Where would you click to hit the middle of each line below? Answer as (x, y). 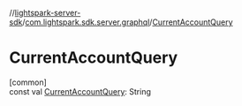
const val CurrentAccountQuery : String (80, 91)
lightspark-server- (48, 13)
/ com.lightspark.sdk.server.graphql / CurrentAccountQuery (127, 22)
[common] (28, 82)
